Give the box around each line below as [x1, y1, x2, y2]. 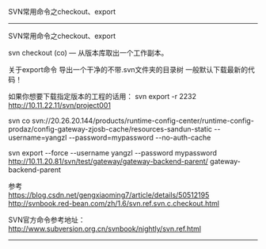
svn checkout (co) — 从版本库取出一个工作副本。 [8, 48, 169, 57]
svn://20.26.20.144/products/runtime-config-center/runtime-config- [31, 116, 255, 125]
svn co [8, 116, 30, 125]
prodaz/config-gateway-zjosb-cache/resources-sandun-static [8, 125, 212, 133]
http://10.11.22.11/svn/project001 [8, 101, 111, 109]
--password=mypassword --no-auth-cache [68, 133, 211, 142]
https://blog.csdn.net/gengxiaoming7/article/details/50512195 [8, 190, 210, 200]
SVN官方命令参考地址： [8, 215, 85, 224]
